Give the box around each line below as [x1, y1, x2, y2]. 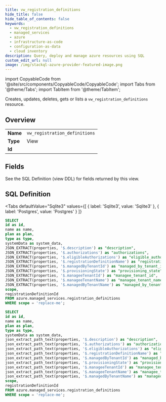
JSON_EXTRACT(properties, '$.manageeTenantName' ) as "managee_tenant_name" [5, 277, 165, 282]
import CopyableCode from [5, 76, 61, 82]
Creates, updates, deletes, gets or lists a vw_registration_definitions [5, 96, 148, 102]
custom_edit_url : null [5, 58, 52, 63]
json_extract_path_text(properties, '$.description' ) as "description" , [5, 337, 158, 342]
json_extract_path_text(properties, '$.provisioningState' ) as [5, 360, 138, 365]
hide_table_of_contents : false [5, 16, 70, 21]
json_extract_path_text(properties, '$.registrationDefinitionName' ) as [5, 351, 158, 356]
